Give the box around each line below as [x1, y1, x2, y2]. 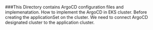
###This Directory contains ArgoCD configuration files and [5, 4, 124, 10]
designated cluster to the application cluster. [5, 19, 95, 25]
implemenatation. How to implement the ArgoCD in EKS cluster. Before [5, 9, 147, 15]
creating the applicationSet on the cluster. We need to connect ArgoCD [5, 15, 148, 20]
